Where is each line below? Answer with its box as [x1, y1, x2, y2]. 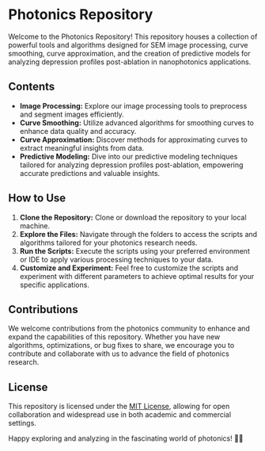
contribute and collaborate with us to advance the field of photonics [8, 349, 229, 358]
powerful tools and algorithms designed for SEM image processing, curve [8, 40, 248, 49]
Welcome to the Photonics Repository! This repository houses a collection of [8, 32, 258, 41]
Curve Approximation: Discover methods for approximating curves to [19, 135, 248, 144]
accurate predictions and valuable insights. [19, 168, 161, 178]
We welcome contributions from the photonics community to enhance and [8, 323, 251, 334]
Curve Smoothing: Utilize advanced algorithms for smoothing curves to [19, 117, 255, 128]
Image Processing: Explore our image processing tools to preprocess [19, 101, 248, 110]
